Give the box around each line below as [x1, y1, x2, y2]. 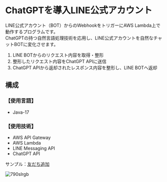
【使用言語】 [5, 97, 37, 104]
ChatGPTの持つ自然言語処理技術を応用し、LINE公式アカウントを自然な [5, 35, 154, 41]
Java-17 [12, 109, 29, 115]
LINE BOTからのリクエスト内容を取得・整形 [12, 52, 104, 58]
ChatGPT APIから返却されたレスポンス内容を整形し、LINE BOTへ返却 [12, 64, 158, 71]
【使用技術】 [5, 122, 37, 129]
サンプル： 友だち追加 [5, 161, 50, 167]
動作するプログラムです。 [5, 28, 58, 34]
